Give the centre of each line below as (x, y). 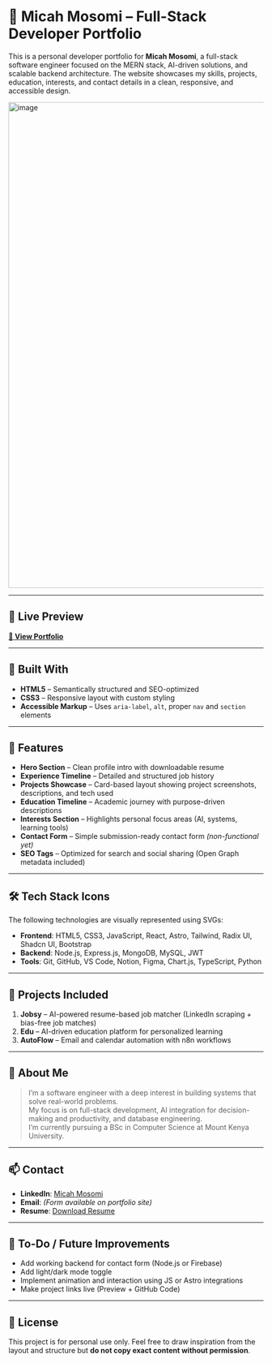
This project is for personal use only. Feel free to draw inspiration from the (132, 1342)
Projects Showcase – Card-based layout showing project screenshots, (138, 785)
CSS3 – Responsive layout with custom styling (98, 698)
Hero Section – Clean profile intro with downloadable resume (122, 767)
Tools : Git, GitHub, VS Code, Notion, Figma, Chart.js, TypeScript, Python (141, 961)
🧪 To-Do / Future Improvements (89, 1244)
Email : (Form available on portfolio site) (86, 1202)
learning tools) (44, 828)
